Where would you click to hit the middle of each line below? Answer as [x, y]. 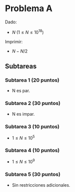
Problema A [29, 9]
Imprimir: [14, 41]
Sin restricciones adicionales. [41, 185]
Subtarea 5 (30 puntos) [33, 175]
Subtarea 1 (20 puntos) [32, 80]
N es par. [21, 91]
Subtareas [21, 66]
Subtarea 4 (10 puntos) [32, 150]
